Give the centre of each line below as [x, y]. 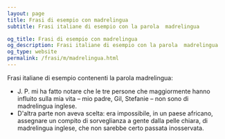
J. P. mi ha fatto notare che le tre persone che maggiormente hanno [114, 91]
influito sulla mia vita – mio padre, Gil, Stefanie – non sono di [103, 98]
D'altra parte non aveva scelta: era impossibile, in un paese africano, [115, 113]
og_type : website [32, 52]
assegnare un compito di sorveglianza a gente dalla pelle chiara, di [112, 120]
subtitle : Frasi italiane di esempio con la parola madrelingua [103, 26]
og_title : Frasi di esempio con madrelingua [72, 39]
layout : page [26, 13]
